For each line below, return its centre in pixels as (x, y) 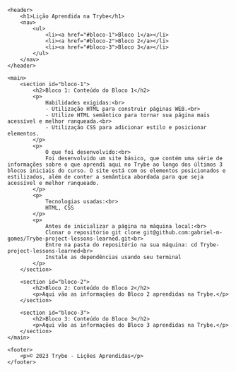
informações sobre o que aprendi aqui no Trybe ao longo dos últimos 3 (115, 164)
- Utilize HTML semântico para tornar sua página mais (128, 115)
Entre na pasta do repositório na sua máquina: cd (121, 245)
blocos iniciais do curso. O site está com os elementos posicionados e (117, 171)
